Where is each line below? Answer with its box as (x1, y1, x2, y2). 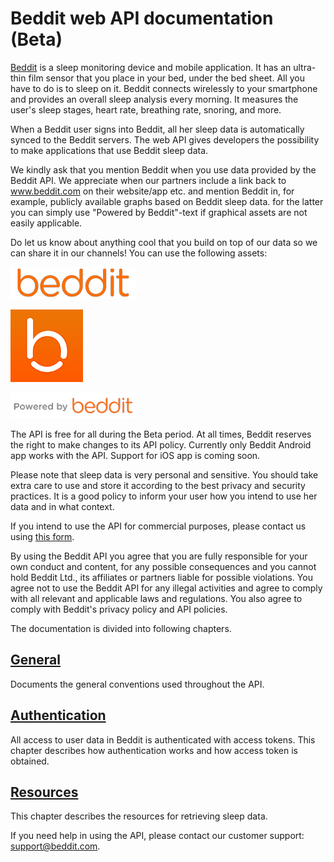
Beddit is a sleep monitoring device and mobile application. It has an (10, 61, 292, 73)
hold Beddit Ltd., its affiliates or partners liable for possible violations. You (10, 571, 313, 583)
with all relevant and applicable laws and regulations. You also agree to (10, 592, 303, 604)
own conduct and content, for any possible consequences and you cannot (10, 560, 317, 572)
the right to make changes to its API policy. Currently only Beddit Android (10, 438, 312, 451)
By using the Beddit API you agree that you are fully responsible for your (10, 550, 308, 562)
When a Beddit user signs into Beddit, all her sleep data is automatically (10, 123, 305, 135)
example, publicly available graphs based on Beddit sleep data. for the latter (10, 195, 324, 207)
